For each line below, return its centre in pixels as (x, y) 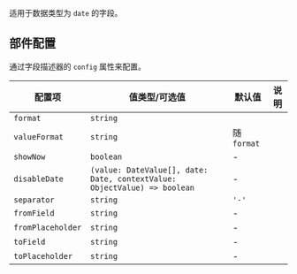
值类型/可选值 (157, 97)
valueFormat (39, 137)
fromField (34, 213)
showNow (30, 156)
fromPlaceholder (48, 227)
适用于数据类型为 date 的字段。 (66, 13)
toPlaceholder (43, 256)
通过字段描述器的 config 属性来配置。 (77, 66)
